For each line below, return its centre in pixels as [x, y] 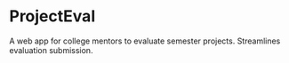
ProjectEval [52, 16]
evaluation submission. [51, 50]
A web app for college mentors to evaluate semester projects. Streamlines [145, 41]
